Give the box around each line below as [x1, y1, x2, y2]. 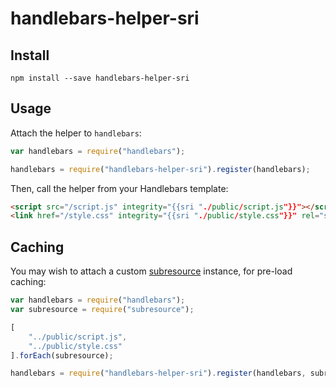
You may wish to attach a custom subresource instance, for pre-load [10, 265, 293, 277]
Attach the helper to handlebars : [10, 127, 142, 139]
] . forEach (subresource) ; [10, 350, 114, 361]
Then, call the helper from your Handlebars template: [10, 182, 229, 194]
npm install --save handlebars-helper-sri [10, 73, 190, 83]
